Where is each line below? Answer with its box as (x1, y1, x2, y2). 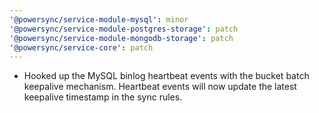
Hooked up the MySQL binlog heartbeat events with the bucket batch (23, 70, 310, 82)
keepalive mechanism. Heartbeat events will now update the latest (23, 81, 297, 93)
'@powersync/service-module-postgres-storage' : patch (9, 24, 239, 34)
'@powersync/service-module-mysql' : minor (9, 14, 189, 25)
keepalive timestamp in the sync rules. (23, 91, 183, 103)
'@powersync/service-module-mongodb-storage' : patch (9, 33, 234, 43)
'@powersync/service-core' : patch (9, 42, 154, 53)
